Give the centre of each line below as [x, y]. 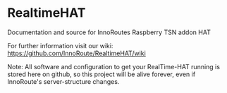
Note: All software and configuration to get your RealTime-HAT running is [114, 66]
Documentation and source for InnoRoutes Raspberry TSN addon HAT [109, 32]
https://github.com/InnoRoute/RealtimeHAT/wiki [76, 53]
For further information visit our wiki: [60, 45]
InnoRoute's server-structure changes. [63, 81]
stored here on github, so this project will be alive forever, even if [102, 74]
